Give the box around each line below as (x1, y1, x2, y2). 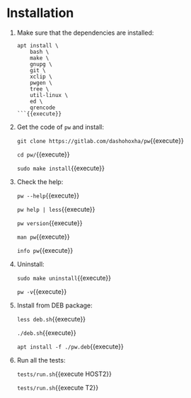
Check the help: (16, 177, 64, 186)
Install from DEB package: (16, 301, 93, 309)
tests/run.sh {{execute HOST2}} (16, 370, 112, 378)
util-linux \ (30, 91, 69, 98)
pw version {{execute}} (16, 218, 83, 227)
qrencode (30, 104, 56, 111)
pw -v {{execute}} (16, 287, 67, 295)
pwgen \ (30, 79, 52, 86)
